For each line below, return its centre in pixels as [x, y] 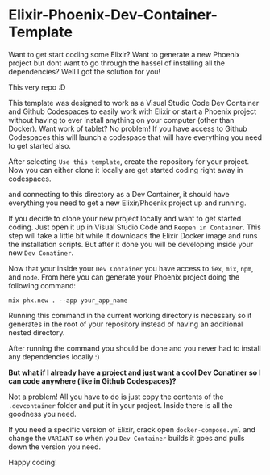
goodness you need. [42, 414]
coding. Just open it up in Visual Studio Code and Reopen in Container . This [135, 227]
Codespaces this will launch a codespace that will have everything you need [135, 137]
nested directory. [37, 332]
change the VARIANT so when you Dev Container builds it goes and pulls [127, 438]
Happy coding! [33, 462]
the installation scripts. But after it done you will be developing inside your [131, 244]
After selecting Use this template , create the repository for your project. [129, 161]
